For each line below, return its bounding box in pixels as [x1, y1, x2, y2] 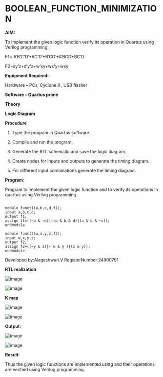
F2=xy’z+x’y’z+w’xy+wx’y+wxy [5, 63, 69, 69]
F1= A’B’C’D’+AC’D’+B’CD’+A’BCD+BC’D [5, 53, 84, 59]
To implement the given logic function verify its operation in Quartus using [5, 39, 154, 45]
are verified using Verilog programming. [5, 366, 85, 372]
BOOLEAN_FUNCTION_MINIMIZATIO [5, 3, 157, 14]
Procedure [5, 120, 27, 126]
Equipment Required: [5, 72, 49, 78]
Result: [5, 352, 20, 357]
